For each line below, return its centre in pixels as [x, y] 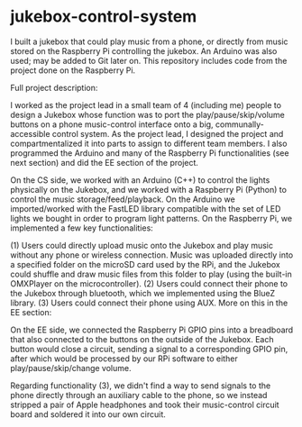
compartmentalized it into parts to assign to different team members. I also [149, 143]
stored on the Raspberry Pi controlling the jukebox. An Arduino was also [144, 50]
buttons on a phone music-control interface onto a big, [112, 124]
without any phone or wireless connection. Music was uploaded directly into [152, 255]
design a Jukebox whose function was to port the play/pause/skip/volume [147, 114]
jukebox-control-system [104, 17]
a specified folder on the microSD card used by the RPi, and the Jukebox [145, 264]
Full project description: [54, 87]
